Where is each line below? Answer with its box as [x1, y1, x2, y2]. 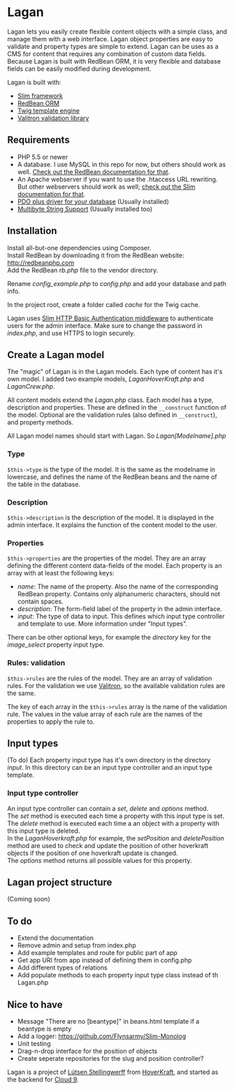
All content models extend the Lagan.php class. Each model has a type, [7, 396, 214, 404]
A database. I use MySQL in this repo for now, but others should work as [17, 160, 226, 168]
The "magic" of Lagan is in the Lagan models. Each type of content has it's [7, 368, 223, 376]
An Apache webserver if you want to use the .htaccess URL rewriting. [17, 175, 218, 183]
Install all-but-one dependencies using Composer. [7, 243, 152, 252]
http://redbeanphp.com [7, 258, 75, 266]
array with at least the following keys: [7, 569, 115, 578]
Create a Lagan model [7, 349, 105, 361]
